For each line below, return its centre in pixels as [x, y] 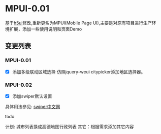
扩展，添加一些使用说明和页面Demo [46, 29]
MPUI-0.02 [18, 85]
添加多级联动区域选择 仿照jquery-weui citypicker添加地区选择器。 [79, 71]
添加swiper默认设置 [32, 96]
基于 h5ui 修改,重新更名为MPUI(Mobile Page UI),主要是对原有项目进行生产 [79, 23]
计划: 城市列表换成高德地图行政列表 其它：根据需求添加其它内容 [69, 127]
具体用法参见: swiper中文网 [33, 107]
